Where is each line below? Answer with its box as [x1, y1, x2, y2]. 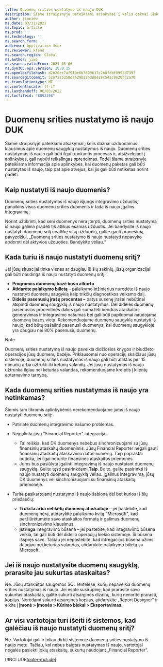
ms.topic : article [5, 25, 42, 30]
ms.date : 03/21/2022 [5, 20, 47, 26]
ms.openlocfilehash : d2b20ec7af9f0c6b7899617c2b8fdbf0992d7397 [5, 71, 136, 75]
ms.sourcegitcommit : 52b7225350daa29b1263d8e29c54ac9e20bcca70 [5, 75, 136, 80]
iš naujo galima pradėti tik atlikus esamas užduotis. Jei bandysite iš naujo [5, 223, 151, 229]
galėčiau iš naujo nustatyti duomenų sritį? [5, 624, 135, 632]
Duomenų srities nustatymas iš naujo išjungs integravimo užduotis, [5, 199, 139, 204]
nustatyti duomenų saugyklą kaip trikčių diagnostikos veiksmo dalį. [12, 291, 146, 297]
